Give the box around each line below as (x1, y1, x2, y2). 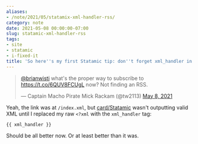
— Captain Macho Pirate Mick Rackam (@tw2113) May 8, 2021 (20, 92, 173, 100)
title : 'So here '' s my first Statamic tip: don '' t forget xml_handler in (6, 58, 193, 64)
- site (6, 42, 23, 48)
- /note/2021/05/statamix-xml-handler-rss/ (6, 14, 116, 20)
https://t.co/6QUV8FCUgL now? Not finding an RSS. (20, 81, 148, 88)
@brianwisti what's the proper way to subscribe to (20, 75, 144, 82)
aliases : (6, 8, 28, 15)
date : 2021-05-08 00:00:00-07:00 (6, 25, 89, 31)
